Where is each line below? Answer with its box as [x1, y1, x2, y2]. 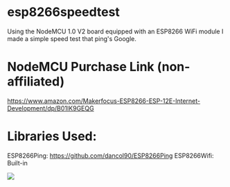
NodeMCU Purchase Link [7, 59, 154, 75]
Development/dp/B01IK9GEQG [7, 104, 95, 112]
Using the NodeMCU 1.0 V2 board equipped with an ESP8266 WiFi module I [7, 27, 224, 35]
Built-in [7, 158, 28, 167]
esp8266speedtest [7, 4, 120, 20]
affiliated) [7, 74, 65, 90]
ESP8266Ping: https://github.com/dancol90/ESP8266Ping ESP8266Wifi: [7, 151, 214, 160]
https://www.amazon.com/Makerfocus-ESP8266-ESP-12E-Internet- [7, 97, 201, 105]
